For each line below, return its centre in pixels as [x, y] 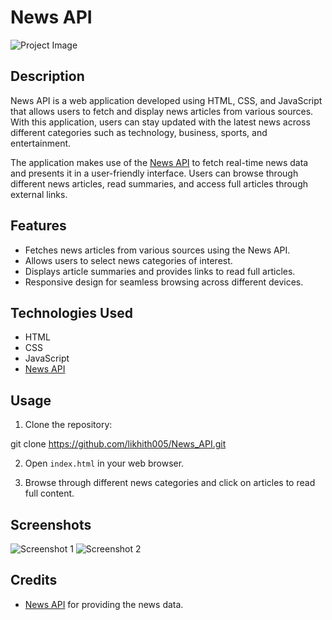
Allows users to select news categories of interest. [128, 260]
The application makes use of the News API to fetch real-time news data [159, 162]
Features [38, 226]
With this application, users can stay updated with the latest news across [160, 122]
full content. [49, 493]
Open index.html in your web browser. [104, 463]
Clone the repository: [68, 425]
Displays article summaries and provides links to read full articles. [160, 271]
